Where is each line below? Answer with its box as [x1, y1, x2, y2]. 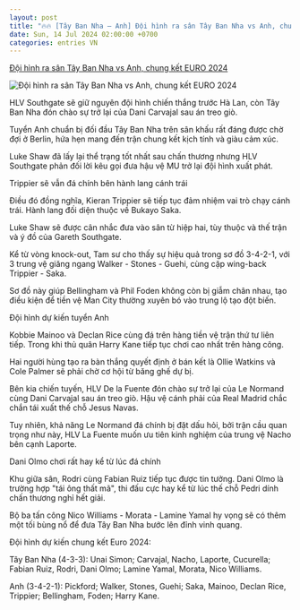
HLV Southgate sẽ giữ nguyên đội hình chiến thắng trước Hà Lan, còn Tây [9, 98, 280, 108]
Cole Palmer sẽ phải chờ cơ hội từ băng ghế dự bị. [9, 366, 194, 377]
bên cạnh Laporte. [9, 439, 78, 450]
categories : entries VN [9, 38, 99, 47]
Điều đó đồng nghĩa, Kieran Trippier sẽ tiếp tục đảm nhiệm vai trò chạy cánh [9, 195, 291, 206]
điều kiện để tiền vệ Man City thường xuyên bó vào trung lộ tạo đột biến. [9, 295, 277, 305]
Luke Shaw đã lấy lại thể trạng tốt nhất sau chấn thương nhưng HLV [9, 151, 258, 162]
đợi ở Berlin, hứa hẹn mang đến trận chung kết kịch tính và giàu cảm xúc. [9, 133, 279, 144]
